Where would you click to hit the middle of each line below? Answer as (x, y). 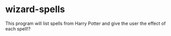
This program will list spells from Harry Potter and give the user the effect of (86, 23)
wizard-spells (35, 9)
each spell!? (18, 28)
